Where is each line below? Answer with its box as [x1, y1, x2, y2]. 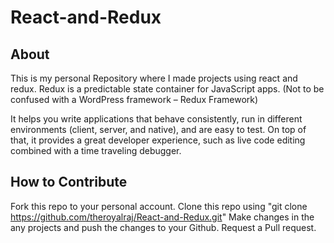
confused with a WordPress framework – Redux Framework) [10, 94, 259, 105]
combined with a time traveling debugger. [10, 145, 182, 156]
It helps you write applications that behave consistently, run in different [10, 113, 303, 125]
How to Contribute [10, 174, 128, 191]
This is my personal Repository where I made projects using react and [10, 72, 298, 84]
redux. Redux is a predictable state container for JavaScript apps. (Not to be [10, 83, 325, 95]
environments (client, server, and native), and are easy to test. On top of [10, 124, 307, 135]
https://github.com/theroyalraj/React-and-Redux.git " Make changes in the [10, 211, 315, 223]
